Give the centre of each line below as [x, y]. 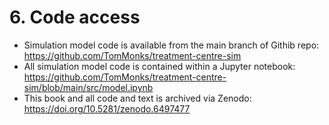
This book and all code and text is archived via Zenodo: [137, 98]
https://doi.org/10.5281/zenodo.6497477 [107, 108]
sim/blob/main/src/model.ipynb [88, 87]
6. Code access [75, 17]
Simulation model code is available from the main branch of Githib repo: [171, 45]
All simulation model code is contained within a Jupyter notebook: [159, 66]
